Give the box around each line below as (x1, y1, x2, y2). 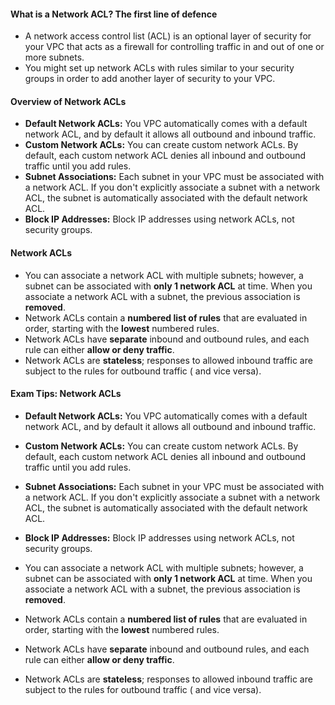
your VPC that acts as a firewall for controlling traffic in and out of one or (24, 41, 325, 53)
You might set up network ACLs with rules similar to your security (24, 62, 295, 74)
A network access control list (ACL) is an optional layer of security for (24, 30, 312, 42)
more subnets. (24, 51, 85, 64)
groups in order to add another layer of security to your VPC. (24, 73, 276, 85)
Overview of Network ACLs (10, 95, 127, 107)
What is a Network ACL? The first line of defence (10, 8, 218, 20)
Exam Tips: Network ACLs (10, 388, 122, 400)
